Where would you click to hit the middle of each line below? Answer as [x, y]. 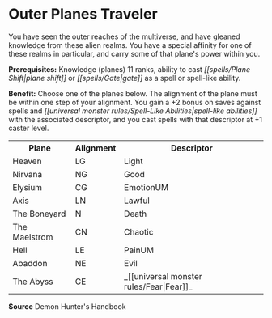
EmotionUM [147, 187]
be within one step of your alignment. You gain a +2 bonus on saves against [135, 102]
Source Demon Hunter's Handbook [67, 306]
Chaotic [139, 231]
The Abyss [33, 282]
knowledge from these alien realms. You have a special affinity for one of [130, 45]
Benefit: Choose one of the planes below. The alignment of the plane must [133, 93]
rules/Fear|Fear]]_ [158, 286]
